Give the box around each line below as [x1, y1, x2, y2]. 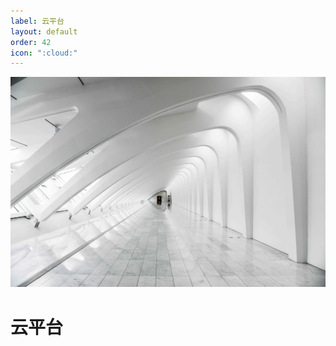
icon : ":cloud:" [10, 48, 78, 58]
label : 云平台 [10, 16, 65, 26]
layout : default [10, 26, 78, 37]
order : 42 [10, 37, 52, 47]
